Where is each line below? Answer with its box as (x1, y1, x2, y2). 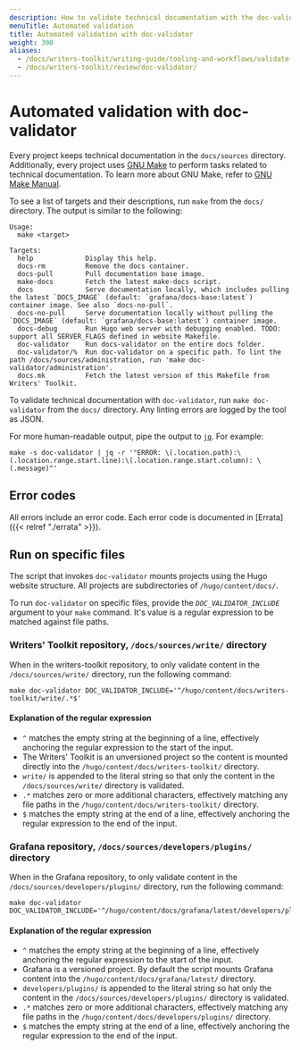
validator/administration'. (9, 363, 114, 372)
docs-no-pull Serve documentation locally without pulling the (17, 308, 274, 317)
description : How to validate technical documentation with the (9, 13, 254, 22)
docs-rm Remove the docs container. (17, 261, 190, 271)
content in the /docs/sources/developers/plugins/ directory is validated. (21, 993, 289, 1004)
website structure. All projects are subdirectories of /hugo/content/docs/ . (9, 580, 279, 591)
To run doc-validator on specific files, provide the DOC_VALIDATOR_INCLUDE (9, 598, 280, 609)
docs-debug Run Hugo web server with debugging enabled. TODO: (17, 323, 281, 333)
